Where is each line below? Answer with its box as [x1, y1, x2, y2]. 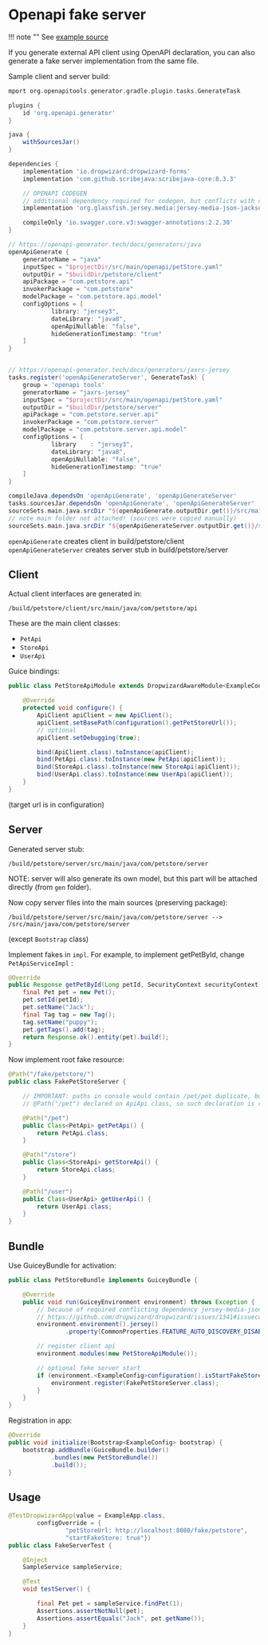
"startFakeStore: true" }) [65, 1534, 152, 1542]
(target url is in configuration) [8, 800, 105, 809]
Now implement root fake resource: [8, 1055, 125, 1064]
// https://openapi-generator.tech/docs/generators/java [8, 241, 202, 249]
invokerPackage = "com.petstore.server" [22, 418, 159, 426]
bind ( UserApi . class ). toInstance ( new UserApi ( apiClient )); [37, 770, 234, 779]
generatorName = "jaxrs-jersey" [22, 388, 130, 397]
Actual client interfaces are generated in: [8, 589, 142, 599]
